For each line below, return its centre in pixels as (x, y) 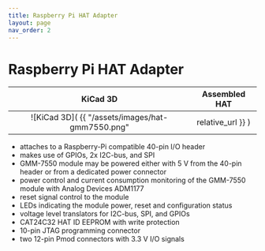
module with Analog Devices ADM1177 (82, 189)
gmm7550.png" (99, 127)
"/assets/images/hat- (128, 118)
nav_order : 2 (30, 30)
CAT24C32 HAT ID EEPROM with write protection (99, 223)
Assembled (224, 94)
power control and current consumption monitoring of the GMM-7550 (132, 180)
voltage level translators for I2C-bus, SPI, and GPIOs (105, 214)
